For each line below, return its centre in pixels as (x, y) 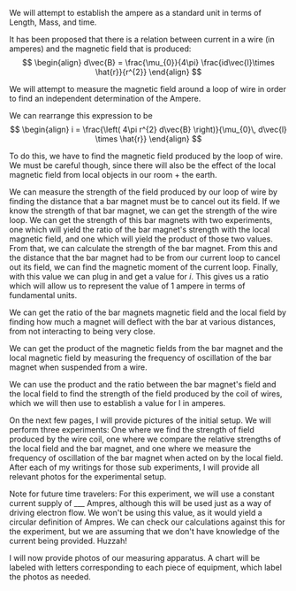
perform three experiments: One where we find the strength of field (132, 430)
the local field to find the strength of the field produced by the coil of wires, (146, 394)
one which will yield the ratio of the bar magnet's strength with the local (140, 230)
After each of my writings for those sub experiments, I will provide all (134, 467)
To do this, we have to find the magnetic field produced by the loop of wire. (146, 156)
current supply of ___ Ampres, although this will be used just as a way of (140, 503)
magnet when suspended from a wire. (78, 367)
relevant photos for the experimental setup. (88, 476)
